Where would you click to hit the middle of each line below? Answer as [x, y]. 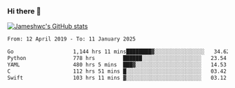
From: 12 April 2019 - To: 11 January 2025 [72, 39]
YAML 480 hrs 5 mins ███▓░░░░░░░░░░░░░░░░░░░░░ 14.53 [117, 65]
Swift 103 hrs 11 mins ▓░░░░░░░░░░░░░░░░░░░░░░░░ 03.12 [117, 78]
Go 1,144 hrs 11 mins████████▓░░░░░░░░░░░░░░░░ [106, 52]
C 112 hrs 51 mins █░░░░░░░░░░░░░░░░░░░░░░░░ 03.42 [117, 71]
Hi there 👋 [24, 11]
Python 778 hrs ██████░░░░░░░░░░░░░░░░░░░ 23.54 [117, 59]
